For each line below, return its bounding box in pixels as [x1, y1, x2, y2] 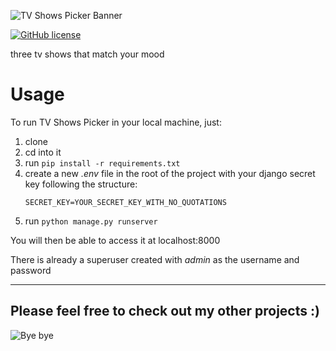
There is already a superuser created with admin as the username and [10, 253, 300, 265]
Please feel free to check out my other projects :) [10, 303, 320, 320]
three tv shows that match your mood [10, 48, 165, 60]
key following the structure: [24, 178, 138, 190]
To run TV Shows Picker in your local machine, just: [10, 116, 222, 128]
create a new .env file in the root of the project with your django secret [24, 167, 316, 179]
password [10, 264, 52, 276]
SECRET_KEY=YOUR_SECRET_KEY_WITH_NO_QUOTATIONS [24, 197, 227, 207]
